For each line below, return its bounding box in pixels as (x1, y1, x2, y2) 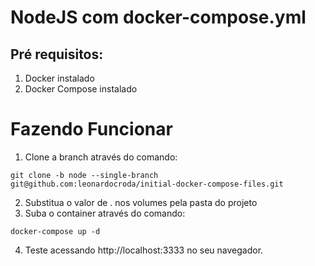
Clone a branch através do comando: (24, 151, 178, 163)
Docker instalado (24, 72, 95, 84)
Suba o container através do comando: (24, 207, 186, 219)
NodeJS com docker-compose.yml (10, 6, 307, 29)
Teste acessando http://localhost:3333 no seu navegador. (24, 244, 264, 256)
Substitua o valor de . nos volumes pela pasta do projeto (24, 196, 258, 208)
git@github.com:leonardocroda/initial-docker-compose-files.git (10, 179, 284, 189)
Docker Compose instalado (24, 83, 138, 95)
